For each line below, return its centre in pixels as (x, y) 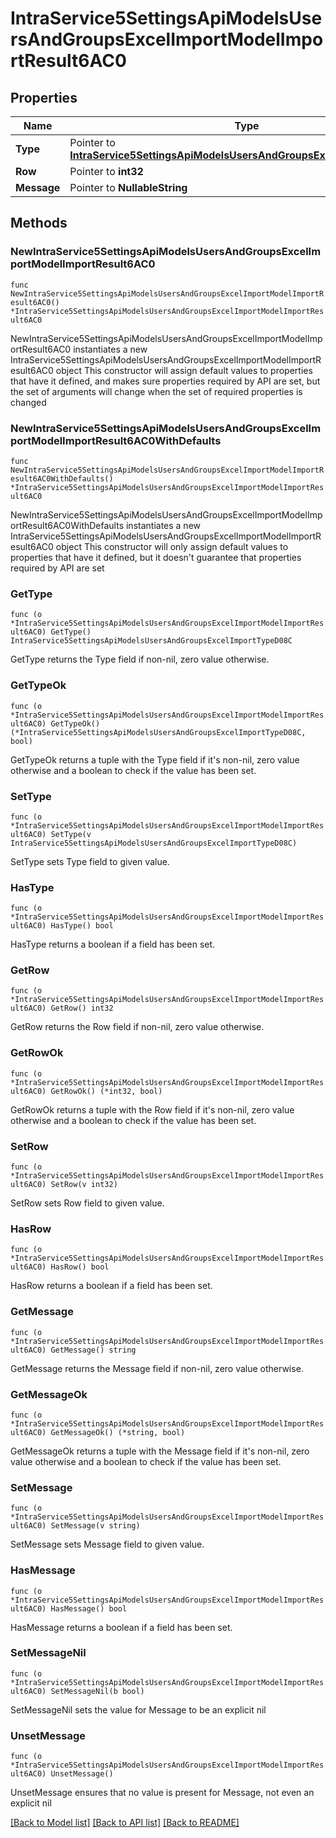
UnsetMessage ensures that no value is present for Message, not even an (162, 1793)
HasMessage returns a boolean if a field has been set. (121, 1627)
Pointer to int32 (106, 171)
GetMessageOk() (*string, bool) (118, 1432)
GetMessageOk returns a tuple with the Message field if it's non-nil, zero (160, 1451)
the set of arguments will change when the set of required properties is (156, 391)
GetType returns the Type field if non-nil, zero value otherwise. (140, 659)
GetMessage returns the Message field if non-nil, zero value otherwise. (157, 1368)
